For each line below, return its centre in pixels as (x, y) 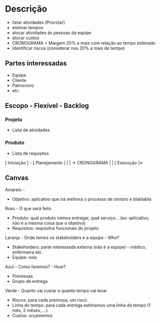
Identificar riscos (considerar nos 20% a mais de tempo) (68, 48)
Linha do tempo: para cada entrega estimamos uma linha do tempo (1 (81, 305)
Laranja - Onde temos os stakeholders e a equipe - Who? (62, 237)
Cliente (19, 80)
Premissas (22, 276)
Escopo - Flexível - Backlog (47, 106)
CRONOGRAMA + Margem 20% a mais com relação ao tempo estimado (84, 43)
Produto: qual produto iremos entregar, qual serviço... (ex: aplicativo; (80, 218)
